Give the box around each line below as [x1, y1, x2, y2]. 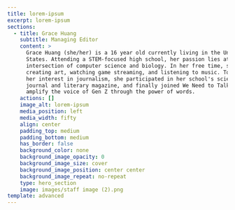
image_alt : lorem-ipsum [20, 101, 90, 108]
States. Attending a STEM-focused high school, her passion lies [25, 56, 220, 63]
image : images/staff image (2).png [20, 186, 124, 193]
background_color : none [20, 147, 90, 154]
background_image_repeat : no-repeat [20, 173, 127, 180]
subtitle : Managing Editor [20, 36, 99, 43]
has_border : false [20, 141, 73, 148]
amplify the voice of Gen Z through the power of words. [25, 88, 196, 95]
